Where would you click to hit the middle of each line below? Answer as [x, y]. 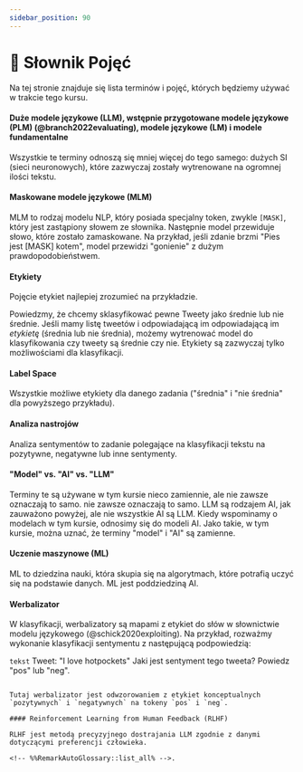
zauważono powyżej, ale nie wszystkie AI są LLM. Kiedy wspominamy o [143, 513]
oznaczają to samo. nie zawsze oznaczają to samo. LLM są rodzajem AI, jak [150, 504]
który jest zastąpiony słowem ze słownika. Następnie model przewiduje [142, 226]
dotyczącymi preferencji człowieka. [78, 743]
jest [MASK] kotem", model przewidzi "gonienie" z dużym [117, 246]
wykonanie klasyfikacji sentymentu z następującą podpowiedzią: [130, 643]
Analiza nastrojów [44, 424]
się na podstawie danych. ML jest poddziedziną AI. [104, 583]
